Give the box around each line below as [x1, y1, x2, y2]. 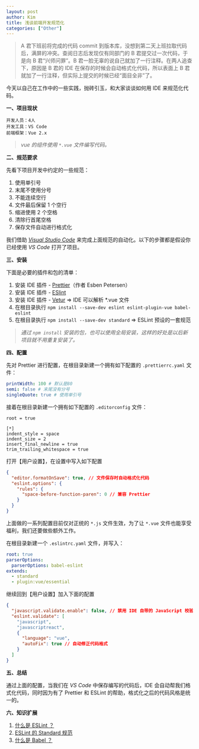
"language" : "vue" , [21, 636, 70, 642]
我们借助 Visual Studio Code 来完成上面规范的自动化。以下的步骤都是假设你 [6, 236, 191, 243]
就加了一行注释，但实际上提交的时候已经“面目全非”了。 [20, 72, 156, 79]
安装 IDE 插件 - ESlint [14, 289, 66, 296]
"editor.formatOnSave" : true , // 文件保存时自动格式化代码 [11, 475, 150, 481]
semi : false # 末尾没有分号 [6, 386, 70, 392]
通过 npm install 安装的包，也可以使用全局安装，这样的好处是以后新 [20, 329, 188, 336]
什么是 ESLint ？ [14, 722, 54, 729]
